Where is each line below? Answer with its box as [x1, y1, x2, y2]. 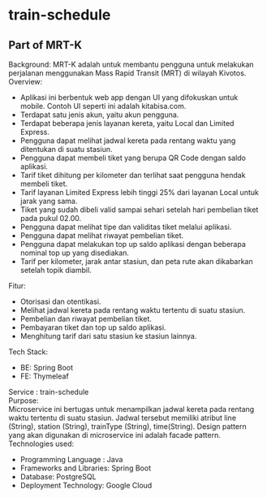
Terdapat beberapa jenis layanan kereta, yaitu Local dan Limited [19, 119, 235, 128]
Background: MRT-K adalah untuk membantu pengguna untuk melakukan [8, 59, 254, 69]
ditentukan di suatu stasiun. [19, 145, 113, 154]
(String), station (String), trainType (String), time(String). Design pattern [8, 422, 247, 431]
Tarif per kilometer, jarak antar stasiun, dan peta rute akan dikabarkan [19, 257, 253, 266]
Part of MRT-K [8, 38, 83, 52]
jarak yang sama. [19, 197, 78, 206]
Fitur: [8, 281, 26, 290]
